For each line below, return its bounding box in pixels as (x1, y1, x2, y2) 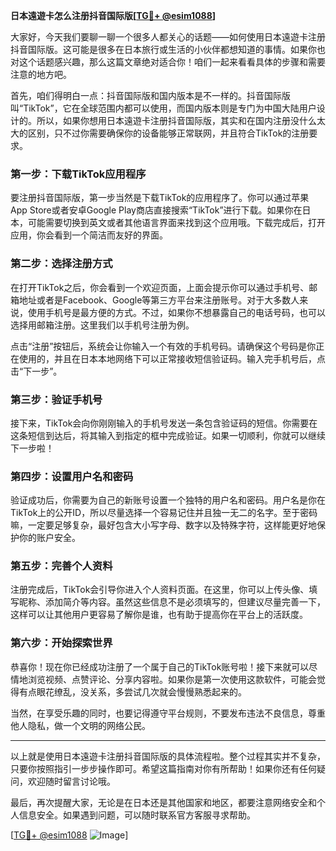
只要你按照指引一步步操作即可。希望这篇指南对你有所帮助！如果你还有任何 (10, 762, 317, 774)
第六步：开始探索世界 (10, 636, 113, 650)
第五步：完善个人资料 (10, 559, 113, 573)
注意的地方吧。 (10, 69, 72, 80)
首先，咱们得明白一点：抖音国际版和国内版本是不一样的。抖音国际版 (10, 90, 291, 101)
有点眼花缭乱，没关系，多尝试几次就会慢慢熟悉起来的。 (18, 685, 247, 698)
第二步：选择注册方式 (10, 257, 113, 271)
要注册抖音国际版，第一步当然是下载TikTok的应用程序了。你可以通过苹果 (10, 192, 310, 204)
